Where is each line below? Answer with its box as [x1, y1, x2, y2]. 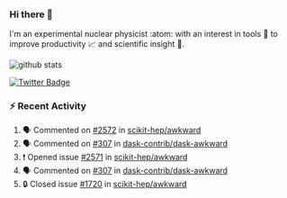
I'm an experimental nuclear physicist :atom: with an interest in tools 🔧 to [9, 29, 279, 40]
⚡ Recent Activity [9, 100, 87, 112]
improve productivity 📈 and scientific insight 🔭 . [9, 39, 185, 49]
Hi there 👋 [9, 8, 54, 21]
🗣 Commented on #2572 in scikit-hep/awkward [22, 124, 202, 135]
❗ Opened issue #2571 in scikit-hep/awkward [22, 151, 188, 162]
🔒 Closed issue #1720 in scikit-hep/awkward [22, 178, 187, 189]
